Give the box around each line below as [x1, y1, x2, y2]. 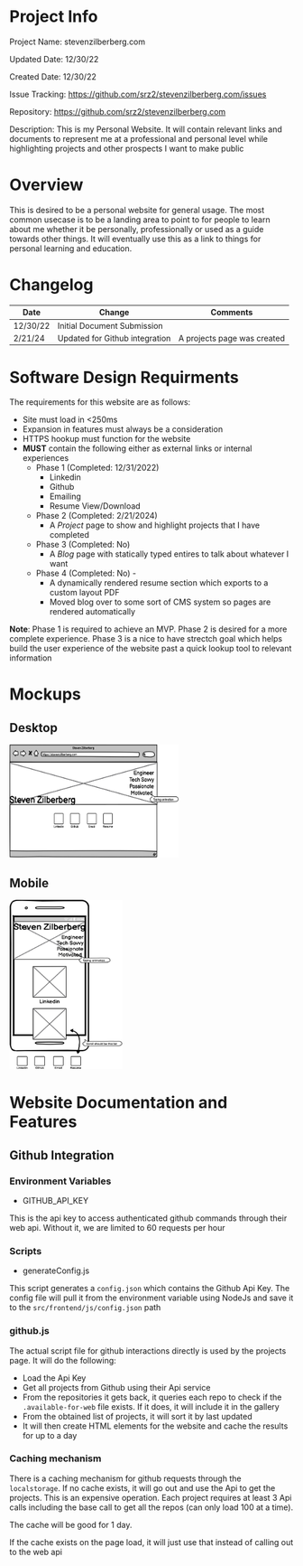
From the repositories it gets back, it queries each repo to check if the [22, 1392, 282, 1402]
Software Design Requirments [9, 367, 239, 388]
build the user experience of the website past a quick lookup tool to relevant [9, 643, 292, 654]
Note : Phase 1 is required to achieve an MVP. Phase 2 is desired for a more [9, 624, 288, 634]
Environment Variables [9, 1175, 112, 1187]
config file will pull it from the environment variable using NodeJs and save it [9, 1292, 294, 1303]
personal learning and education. [9, 242, 133, 254]
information [9, 652, 52, 663]
